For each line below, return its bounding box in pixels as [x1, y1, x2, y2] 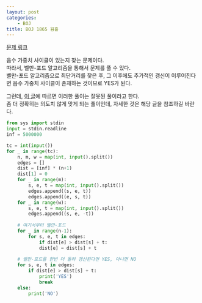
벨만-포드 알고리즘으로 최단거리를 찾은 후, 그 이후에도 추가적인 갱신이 [6, 72, 170, 80]
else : [17, 285, 32, 291]
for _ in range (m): [17, 177, 67, 183]
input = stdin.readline [6, 126, 67, 132]
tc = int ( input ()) [6, 142, 53, 149]
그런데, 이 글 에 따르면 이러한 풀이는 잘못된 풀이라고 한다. [6, 92, 140, 100]
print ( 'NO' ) [28, 290, 59, 297]
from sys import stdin [6, 120, 64, 126]
